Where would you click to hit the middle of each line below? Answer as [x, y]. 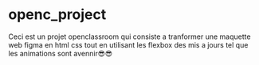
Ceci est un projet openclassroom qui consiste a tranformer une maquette [129, 36]
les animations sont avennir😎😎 [61, 53]
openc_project [57, 15]
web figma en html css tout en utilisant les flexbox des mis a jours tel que [128, 44]
